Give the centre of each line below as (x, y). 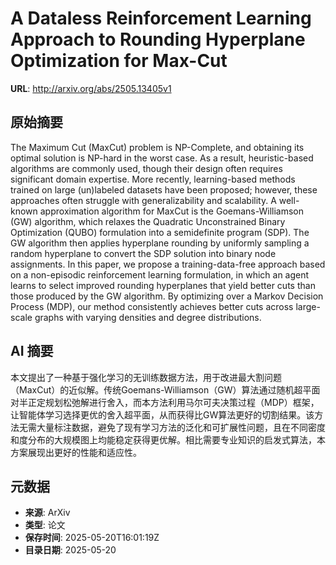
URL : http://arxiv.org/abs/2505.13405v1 (91, 88)
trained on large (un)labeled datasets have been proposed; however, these (164, 189)
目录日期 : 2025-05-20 (70, 550)
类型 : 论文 (45, 525)
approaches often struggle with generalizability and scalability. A (143, 200)
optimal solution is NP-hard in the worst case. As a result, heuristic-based (162, 158)
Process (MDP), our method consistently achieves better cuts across (152, 306)
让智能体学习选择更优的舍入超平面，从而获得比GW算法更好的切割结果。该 (162, 414)
